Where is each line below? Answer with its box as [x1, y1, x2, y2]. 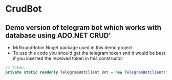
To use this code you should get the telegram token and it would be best [12, 50, 165, 56]
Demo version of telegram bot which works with [5, 23, 162, 32]
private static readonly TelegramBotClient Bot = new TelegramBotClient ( [5, 69, 166, 75]
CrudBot [5, 3, 42, 15]
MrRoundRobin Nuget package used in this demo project [12, 45, 133, 51]
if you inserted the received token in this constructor [12, 55, 124, 61]
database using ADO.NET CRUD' [5, 31, 111, 39]
